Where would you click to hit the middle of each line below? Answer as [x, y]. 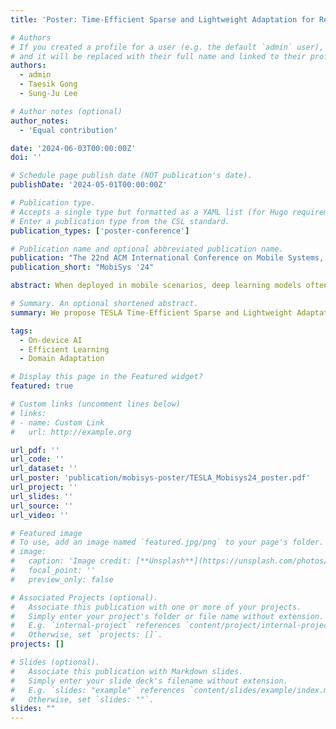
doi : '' [26, 157]
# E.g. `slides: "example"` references [98, 690]
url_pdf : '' [35, 450]
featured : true [42, 386]
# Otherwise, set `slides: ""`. [82, 699]
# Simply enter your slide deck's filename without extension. [149, 681]
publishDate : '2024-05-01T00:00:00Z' [89, 185]
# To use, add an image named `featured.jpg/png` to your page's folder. [167, 542]
